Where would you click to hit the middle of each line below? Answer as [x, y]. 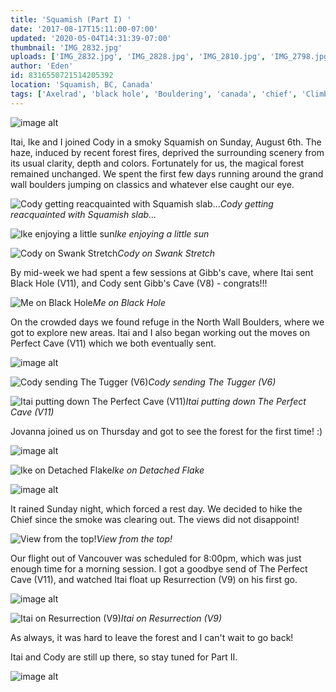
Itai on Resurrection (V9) [171, 618]
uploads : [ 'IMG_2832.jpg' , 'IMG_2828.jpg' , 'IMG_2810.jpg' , [138, 57]
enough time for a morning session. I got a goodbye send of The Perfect [159, 568]
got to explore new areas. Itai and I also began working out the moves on [160, 332]
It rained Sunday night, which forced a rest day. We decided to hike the [156, 508]
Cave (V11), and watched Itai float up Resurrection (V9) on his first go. [154, 579]
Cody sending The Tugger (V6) [212, 382]
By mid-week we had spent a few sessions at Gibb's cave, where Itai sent [162, 272]
